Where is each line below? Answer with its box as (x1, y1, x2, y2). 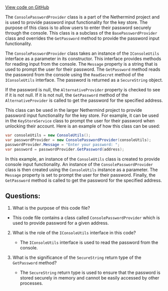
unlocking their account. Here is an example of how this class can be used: (5, 123, 160, 129)
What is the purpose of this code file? (12, 205, 90, 211)
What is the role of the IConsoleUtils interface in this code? (12, 230, 136, 236)
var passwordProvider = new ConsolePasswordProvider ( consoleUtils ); (5, 137, 151, 142)
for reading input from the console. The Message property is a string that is (5, 61, 158, 67)
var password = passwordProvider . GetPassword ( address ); (5, 147, 124, 152)
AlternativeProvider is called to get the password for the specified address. (5, 97, 163, 103)
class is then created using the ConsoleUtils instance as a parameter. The (5, 167, 158, 173)
